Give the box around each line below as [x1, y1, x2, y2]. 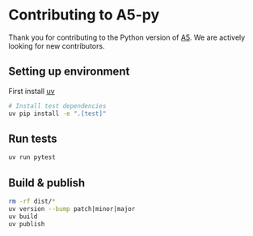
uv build [8, 212, 38, 221]
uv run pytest [8, 153, 57, 161]
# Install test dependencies [8, 101, 107, 110]
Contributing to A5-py [8, 6, 160, 24]
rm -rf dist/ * [8, 197, 57, 205]
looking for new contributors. [8, 41, 105, 50]
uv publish [8, 220, 45, 228]
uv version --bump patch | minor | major [8, 204, 136, 212]
